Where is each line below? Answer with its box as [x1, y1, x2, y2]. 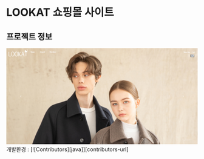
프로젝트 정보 [6, 31, 53, 42]
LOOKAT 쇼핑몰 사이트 [6, 5, 114, 19]
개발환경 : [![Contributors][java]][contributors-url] [6, 146, 129, 153]
